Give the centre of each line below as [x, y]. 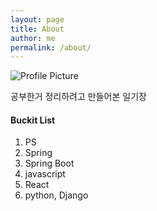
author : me [33, 38]
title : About [37, 29]
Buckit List [33, 120]
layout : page [37, 19]
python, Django [56, 195]
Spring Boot [49, 163]
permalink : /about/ [51, 47]
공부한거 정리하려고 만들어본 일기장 [78, 97]
